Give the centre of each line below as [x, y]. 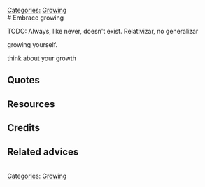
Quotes [24, 80]
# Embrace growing [36, 18]
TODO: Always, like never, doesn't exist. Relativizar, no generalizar [103, 31]
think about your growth [42, 58]
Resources [31, 104]
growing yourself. [33, 44]
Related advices [43, 152]
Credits [24, 128]
